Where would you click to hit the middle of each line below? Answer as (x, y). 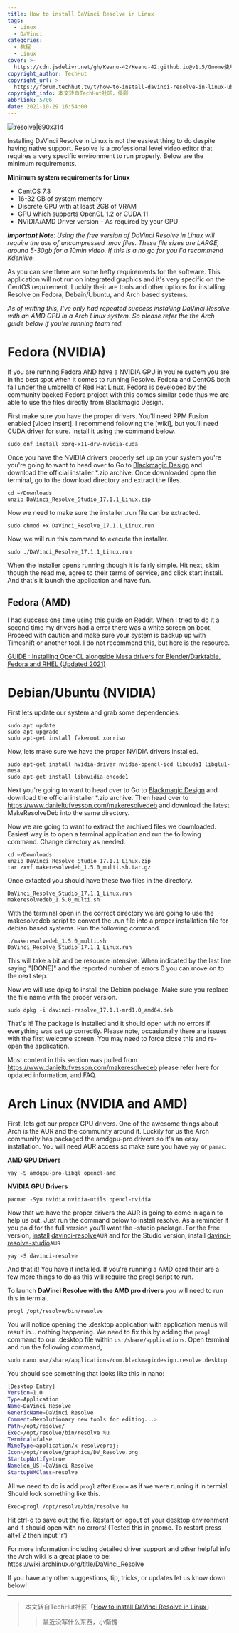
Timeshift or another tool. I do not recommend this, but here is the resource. (118, 643)
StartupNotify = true (36, 1459)
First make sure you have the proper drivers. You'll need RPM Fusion (108, 416)
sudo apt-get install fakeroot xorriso (67, 738)
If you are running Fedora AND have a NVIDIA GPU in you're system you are (118, 372)
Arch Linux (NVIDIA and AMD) (98, 1103)
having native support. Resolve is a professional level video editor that (110, 148)
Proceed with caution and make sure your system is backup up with (107, 635)
